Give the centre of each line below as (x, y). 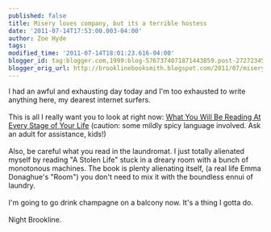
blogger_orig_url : (39, 68)
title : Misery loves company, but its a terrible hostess (108, 23)
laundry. (22, 185)
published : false (38, 16)
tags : (17, 46)
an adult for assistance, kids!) (57, 134)
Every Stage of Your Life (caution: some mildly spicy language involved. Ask (135, 125)
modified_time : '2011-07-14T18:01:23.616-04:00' (92, 53)
